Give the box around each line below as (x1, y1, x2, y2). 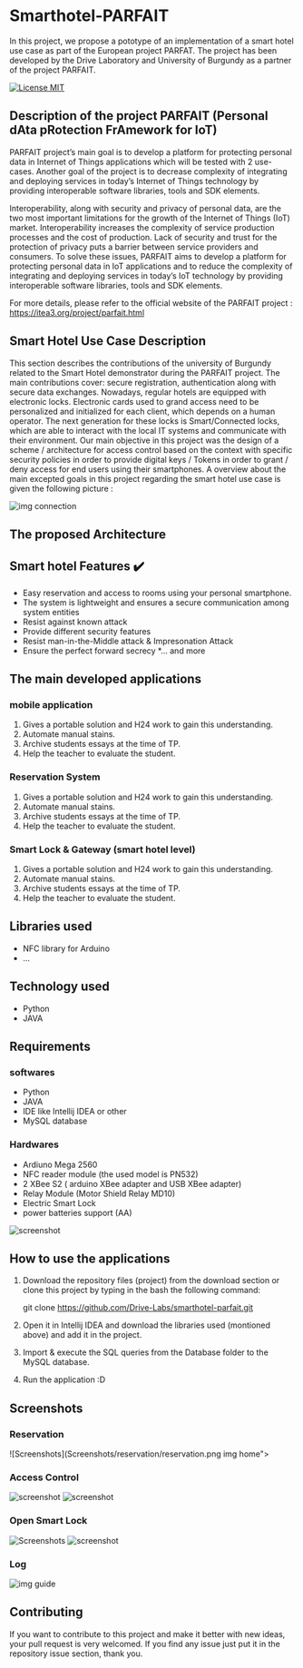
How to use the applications (9, 1251, 171, 1267)
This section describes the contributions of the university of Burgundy (9, 358, 272, 368)
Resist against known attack (22, 616, 128, 627)
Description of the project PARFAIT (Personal (9, 108, 269, 123)
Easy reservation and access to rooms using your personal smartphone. (22, 587, 292, 598)
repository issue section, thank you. (9, 1648, 143, 1659)
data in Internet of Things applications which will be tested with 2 (9, 156, 253, 167)
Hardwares (9, 1138, 59, 1151)
